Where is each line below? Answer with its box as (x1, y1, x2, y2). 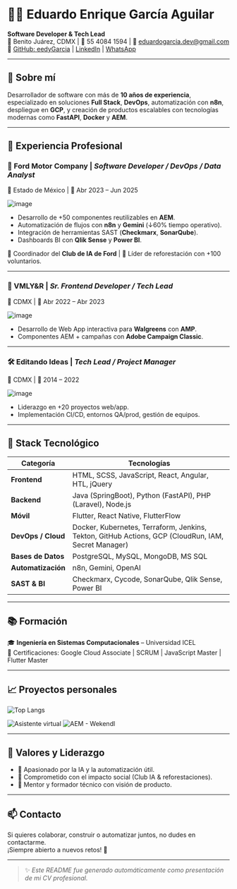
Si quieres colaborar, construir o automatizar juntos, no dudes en (7, 830, 196, 839)
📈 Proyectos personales (7, 684, 118, 696)
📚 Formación (7, 615, 68, 627)
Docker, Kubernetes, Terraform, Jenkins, (72, 522, 207, 532)
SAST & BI (11, 579, 46, 588)
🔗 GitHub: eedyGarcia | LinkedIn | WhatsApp (7, 44, 136, 53)
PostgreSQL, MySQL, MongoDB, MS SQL (72, 551, 208, 561)
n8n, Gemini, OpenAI (72, 562, 141, 572)
